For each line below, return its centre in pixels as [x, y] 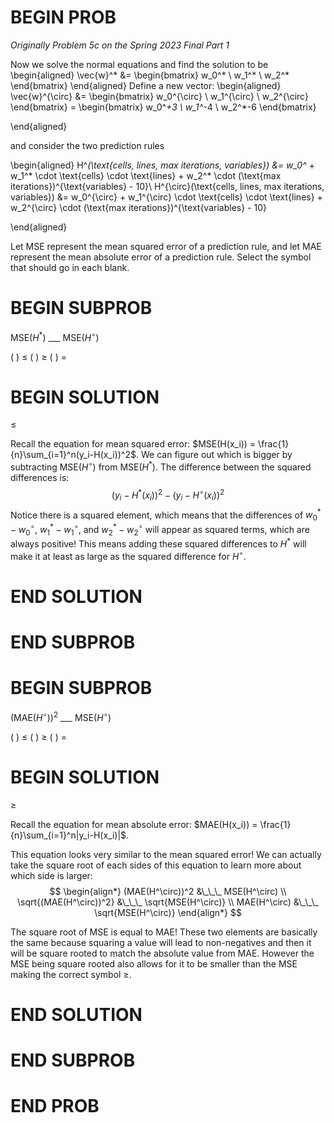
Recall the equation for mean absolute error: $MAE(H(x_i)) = [134, 824]
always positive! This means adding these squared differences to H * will [158, 543]
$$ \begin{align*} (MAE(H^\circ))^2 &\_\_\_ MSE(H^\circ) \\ [168, 891]
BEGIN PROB [63, 17]
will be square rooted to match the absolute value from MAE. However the [162, 953]
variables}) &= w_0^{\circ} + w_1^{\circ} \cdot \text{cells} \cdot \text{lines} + [166, 197]
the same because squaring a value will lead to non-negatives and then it [161, 942]
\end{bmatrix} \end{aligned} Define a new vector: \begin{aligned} [146, 85]
